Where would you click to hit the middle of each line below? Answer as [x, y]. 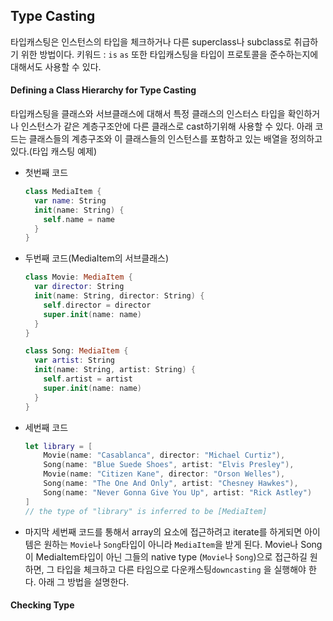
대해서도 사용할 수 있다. [56, 66]
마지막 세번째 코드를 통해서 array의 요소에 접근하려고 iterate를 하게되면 [163, 531]
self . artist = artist [88, 379]
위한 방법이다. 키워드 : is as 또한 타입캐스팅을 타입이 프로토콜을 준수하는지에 [169, 54]
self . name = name [79, 219]
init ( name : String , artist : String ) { [115, 370]
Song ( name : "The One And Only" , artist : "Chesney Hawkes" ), [171, 484]
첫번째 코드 [46, 173]
